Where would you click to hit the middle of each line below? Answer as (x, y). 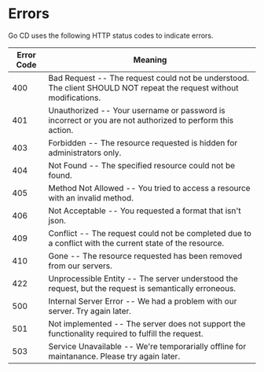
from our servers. (80, 266)
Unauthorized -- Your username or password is (137, 110)
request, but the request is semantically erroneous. (142, 288)
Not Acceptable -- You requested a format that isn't (145, 211)
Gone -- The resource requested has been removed (145, 256)
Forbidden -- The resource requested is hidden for (143, 142)
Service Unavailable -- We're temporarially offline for (147, 346)
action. (61, 130)
